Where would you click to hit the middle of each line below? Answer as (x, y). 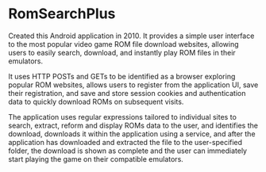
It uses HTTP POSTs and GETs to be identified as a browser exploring (122, 76)
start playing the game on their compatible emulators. (96, 159)
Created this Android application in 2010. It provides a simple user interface (131, 36)
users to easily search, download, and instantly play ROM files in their (122, 52)
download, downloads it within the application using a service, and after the (132, 134)
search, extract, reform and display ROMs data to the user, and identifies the (133, 125)
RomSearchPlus (62, 14)
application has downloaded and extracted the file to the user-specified (125, 142)
